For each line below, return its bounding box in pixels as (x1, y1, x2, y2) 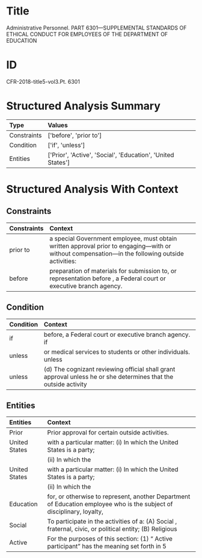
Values (47, 121, 68, 129)
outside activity (44, 380, 87, 388)
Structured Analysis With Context (6, 183, 179, 196)
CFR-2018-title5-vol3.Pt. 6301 (6, 78, 80, 85)
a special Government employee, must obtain (49, 234, 177, 242)
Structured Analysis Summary (6, 99, 161, 113)
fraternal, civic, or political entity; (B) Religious (47, 525, 177, 533)
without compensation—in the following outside (49, 249, 185, 257)
